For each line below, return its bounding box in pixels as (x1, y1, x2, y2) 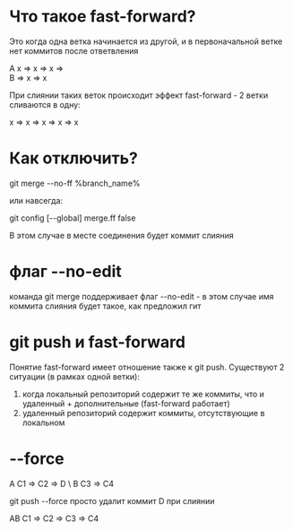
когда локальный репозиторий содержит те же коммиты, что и (22, 388, 264, 399)
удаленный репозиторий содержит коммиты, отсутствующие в (22, 407, 265, 418)
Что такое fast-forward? (9, 6, 196, 27)
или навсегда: (9, 195, 64, 205)
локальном (22, 417, 65, 428)
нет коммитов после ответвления (9, 45, 139, 56)
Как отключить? (9, 148, 139, 169)
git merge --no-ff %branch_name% (9, 178, 141, 188)
